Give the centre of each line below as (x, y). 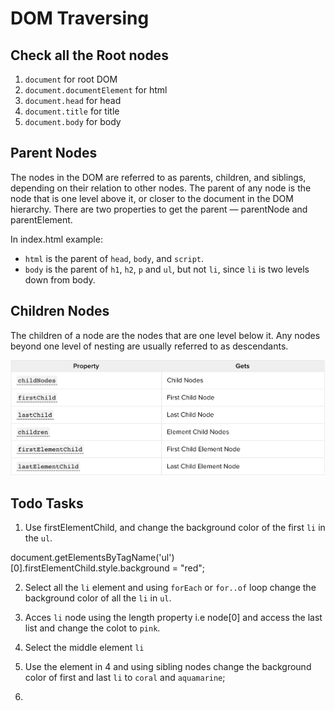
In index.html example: (56, 239)
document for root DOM (71, 79)
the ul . (38, 538)
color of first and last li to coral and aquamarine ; (125, 678)
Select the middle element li (84, 648)
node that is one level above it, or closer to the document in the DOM (152, 198)
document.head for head (73, 100)
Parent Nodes (54, 153)
